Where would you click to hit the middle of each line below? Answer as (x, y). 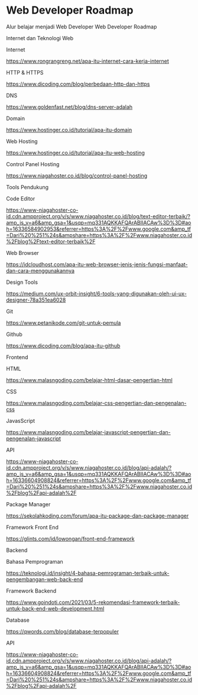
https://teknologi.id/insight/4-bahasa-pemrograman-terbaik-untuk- (88, 573)
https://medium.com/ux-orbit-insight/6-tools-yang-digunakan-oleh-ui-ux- (97, 293)
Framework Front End (33, 527)
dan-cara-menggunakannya (40, 270)
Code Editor (21, 198)
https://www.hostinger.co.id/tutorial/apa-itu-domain (69, 130)
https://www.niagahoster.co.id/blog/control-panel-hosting (77, 176)
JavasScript (21, 421)
